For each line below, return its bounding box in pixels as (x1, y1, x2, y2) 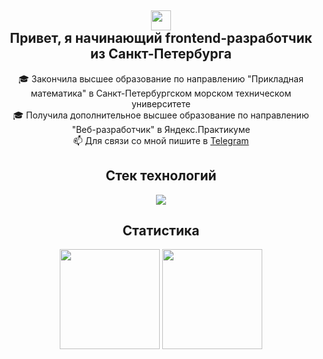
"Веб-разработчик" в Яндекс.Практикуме (71, 123, 251, 135)
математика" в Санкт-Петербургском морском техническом (30, 87, 292, 99)
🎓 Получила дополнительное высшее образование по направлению (12, 109, 310, 121)
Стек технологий (105, 167, 217, 185)
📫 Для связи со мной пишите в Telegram (72, 134, 250, 146)
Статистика (122, 222, 200, 240)
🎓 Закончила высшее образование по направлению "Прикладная (18, 72, 304, 85)
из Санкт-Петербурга (90, 46, 232, 63)
